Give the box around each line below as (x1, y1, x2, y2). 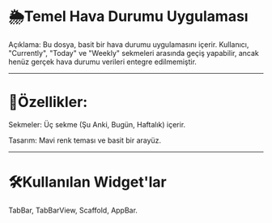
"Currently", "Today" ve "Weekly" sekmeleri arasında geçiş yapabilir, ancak (8, 48, 259, 58)
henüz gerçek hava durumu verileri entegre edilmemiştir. (8, 57, 197, 66)
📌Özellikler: (8, 93, 88, 111)
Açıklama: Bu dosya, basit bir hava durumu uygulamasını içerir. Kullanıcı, (8, 39, 249, 49)
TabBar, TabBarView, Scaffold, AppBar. (8, 205, 138, 215)
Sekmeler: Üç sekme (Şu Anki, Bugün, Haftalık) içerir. (8, 119, 186, 129)
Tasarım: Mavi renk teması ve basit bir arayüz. (8, 135, 162, 145)
